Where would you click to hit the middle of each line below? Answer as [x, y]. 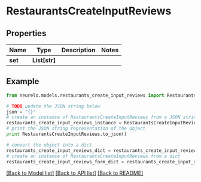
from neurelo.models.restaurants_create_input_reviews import [85, 95]
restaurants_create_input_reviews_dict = [59, 150]
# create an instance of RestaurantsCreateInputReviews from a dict [93, 156]
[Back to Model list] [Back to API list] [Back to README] [75, 173]
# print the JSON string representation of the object [76, 129]
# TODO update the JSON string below [53, 106]
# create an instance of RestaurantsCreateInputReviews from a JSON [93, 117]
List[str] [44, 60]
